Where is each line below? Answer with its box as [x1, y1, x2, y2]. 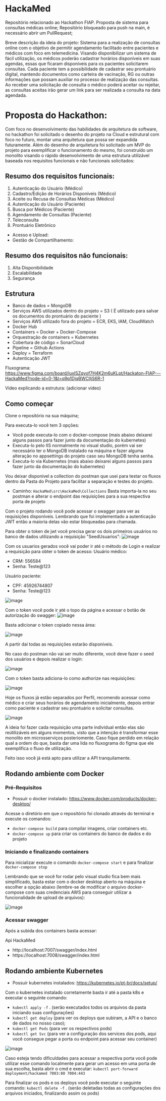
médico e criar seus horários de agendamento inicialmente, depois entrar [5, 700, 155, 706]
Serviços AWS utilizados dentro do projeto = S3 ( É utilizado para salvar [12, 308, 159, 314]
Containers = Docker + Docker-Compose [12, 329, 97, 335]
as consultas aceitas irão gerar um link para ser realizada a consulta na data [5, 87, 161, 93]
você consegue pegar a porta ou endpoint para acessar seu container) [12, 1036, 157, 1042]
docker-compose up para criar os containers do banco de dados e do [12, 831, 151, 837]
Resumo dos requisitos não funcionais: [5, 252, 128, 260]
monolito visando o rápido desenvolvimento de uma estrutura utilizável [5, 152, 150, 158]
